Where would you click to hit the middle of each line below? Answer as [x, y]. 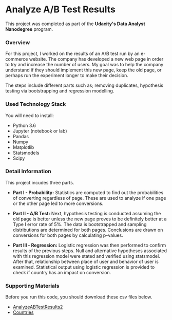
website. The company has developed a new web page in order [96, 59]
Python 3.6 [24, 125]
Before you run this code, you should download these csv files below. [79, 297]
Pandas [21, 136]
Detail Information [28, 172]
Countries [23, 312]
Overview [18, 42]
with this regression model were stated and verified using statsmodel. [86, 256]
